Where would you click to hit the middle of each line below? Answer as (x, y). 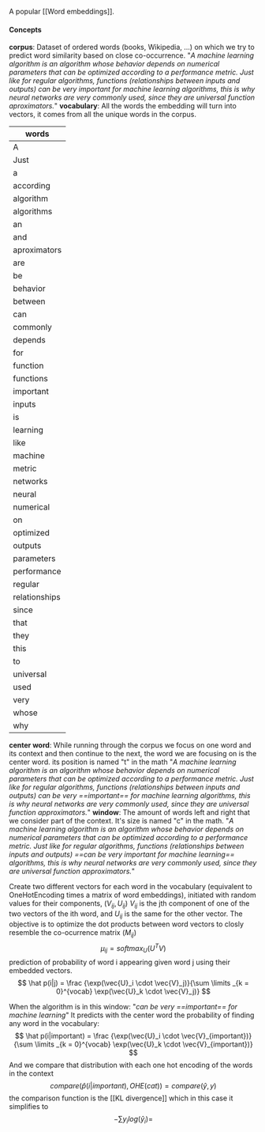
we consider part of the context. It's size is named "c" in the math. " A (121, 821)
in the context (32, 1073)
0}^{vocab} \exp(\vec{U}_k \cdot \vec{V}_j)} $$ (133, 991)
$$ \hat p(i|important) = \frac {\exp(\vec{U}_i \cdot (97, 1036)
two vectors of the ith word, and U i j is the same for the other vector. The (126, 914)
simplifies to (29, 1107)
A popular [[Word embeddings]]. (62, 11)
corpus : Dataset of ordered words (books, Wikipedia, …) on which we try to (132, 47)
